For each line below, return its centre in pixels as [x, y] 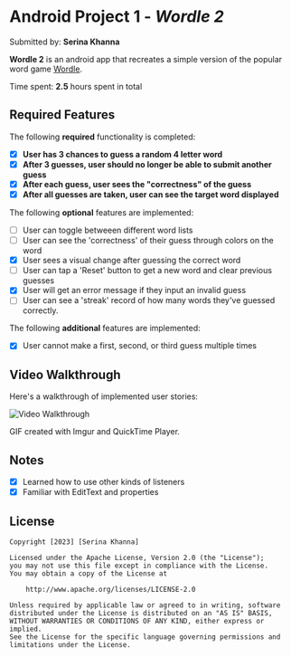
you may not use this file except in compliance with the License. [139, 566]
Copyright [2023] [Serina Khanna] [75, 542]
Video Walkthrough [65, 374]
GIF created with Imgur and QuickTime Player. [95, 432]
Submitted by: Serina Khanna [65, 42]
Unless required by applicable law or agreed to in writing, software [145, 605]
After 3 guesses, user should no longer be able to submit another [147, 164]
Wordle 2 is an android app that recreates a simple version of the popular [146, 59]
